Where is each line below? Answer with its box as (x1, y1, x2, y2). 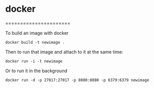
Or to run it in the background (5, 68, 67, 74)
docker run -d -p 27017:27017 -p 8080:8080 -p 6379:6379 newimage (5, 77, 149, 82)
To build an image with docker (5, 30, 69, 36)
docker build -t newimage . (5, 39, 65, 45)
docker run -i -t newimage (5, 58, 63, 64)
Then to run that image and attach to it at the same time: (5, 49, 123, 55)
